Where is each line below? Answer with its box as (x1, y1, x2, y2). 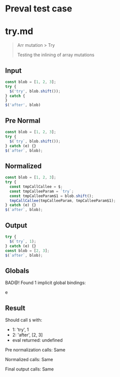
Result (5, 304, 26, 312)
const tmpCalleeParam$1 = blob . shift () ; (9, 193, 94, 198)
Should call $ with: (5, 317, 42, 323)
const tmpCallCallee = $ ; (9, 184, 63, 189)
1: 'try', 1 (12, 327, 29, 332)
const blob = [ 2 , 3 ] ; (5, 248, 50, 253)
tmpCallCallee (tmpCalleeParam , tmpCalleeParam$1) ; (9, 198, 116, 203)
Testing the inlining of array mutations (17, 52, 95, 58)
